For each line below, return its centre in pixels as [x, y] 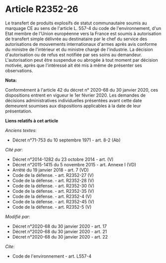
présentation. [19, 111]
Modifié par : [18, 216]
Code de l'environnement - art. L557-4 [52, 256]
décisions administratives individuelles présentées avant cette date [74, 100]
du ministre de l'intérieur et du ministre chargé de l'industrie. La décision [79, 49]
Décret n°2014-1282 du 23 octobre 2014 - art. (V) [63, 159]
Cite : [10, 246]
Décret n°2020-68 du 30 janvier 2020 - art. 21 [60, 231]
